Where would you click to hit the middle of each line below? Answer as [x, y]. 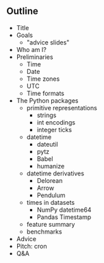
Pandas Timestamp [64, 217]
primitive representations [62, 108]
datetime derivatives [55, 173]
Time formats [45, 93]
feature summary [51, 224]
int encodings [56, 122]
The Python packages [47, 100]
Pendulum [51, 195]
